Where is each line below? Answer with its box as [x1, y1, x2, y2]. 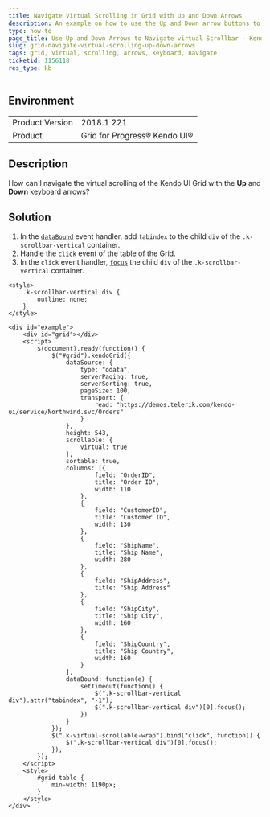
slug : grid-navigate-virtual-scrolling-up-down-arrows [8, 42, 196, 50]
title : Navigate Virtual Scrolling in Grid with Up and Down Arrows [8, 11, 243, 20]
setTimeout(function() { [80, 683, 163, 691]
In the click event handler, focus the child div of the [19, 257, 193, 267]
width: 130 [94, 520, 131, 529]
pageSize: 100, [80, 387, 131, 395]
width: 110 [94, 486, 131, 494]
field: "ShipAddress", [94, 577, 171, 585]
